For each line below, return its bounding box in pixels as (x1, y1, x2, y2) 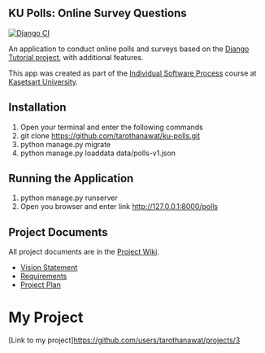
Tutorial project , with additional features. (8, 52, 144, 62)
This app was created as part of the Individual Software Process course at (8, 68, 257, 78)
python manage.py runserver (20, 193, 118, 203)
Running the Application (8, 172, 134, 185)
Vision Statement (20, 263, 78, 272)
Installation (8, 101, 67, 115)
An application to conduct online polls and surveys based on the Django (8, 44, 250, 54)
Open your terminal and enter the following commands (20, 122, 203, 132)
